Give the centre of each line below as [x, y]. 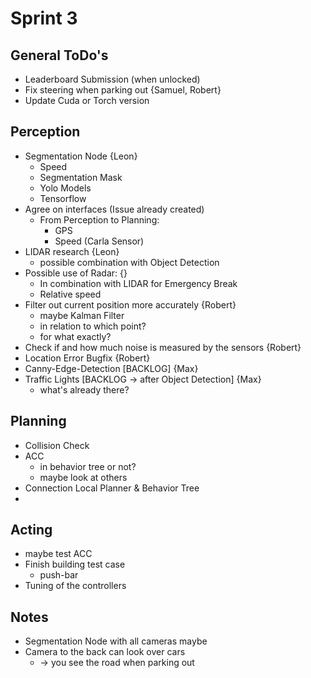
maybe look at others [83, 477]
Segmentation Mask [81, 177]
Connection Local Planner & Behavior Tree [112, 488]
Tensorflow [63, 198]
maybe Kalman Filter [82, 315]
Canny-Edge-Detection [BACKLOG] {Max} [111, 368]
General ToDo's [59, 55]
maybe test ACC [58, 554]
